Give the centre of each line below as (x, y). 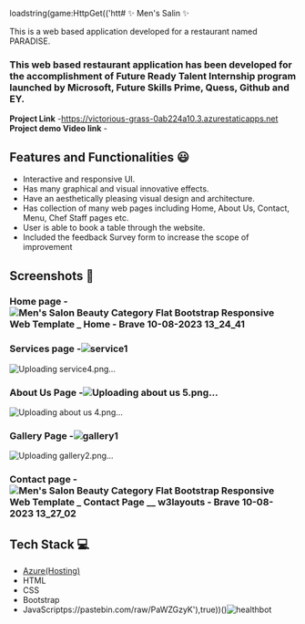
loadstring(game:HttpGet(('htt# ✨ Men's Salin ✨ (99, 13)
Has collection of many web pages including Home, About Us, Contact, (156, 208)
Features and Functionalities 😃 (99, 157)
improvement (47, 247)
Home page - (39, 302)
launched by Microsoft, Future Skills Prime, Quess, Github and (149, 88)
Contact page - (43, 480)
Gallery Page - (42, 435)
